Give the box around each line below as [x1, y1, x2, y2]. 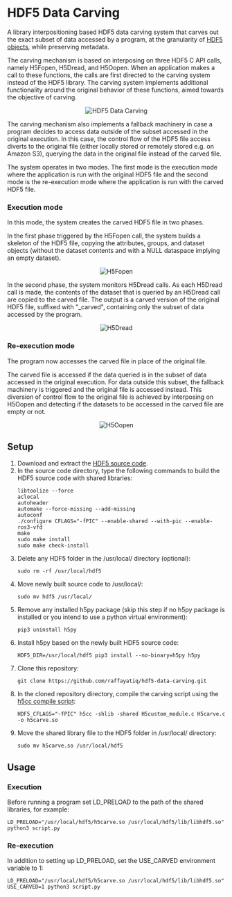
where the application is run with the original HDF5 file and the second [7, 170, 208, 179]
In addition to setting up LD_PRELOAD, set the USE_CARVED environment [7, 857, 216, 865]
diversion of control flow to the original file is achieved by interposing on [7, 393, 213, 401]
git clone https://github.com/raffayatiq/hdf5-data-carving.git [17, 677, 207, 685]
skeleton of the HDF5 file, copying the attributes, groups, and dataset [7, 239, 205, 247]
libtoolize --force [17, 488, 74, 495]
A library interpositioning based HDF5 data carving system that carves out [7, 28, 220, 36]
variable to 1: [7, 864, 44, 873]
